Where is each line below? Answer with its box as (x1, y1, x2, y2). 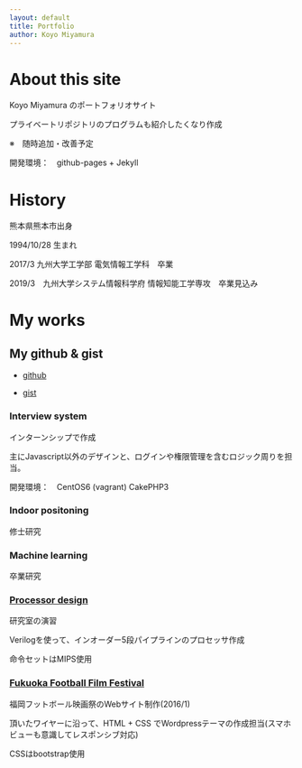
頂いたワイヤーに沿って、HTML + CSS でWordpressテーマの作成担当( (9, 717, 269, 728)
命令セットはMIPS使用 (9, 653, 93, 664)
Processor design (9, 594, 88, 606)
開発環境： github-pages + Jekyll (9, 157, 139, 168)
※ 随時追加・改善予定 (9, 138, 94, 149)
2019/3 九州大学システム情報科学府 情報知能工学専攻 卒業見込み (9, 278, 259, 289)
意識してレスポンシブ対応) (40, 728, 139, 740)
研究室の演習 (9, 615, 57, 626)
